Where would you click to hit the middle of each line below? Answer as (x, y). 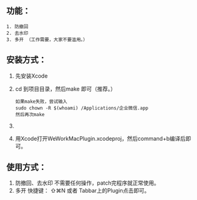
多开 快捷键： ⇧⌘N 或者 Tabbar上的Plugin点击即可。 (82, 191)
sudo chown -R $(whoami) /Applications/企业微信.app (82, 108)
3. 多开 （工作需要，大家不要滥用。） (47, 39)
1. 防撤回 (17, 26)
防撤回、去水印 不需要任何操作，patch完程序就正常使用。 (87, 183)
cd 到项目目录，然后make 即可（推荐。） (65, 89)
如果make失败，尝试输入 (41, 102)
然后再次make (30, 114)
